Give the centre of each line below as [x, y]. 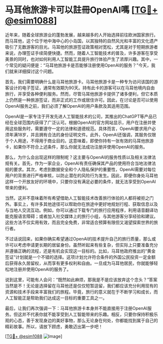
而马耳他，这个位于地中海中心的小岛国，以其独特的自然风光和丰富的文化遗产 [81, 41]
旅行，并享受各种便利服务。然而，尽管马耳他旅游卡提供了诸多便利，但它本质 [81, 94]
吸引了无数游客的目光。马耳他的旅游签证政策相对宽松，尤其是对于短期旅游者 [81, 47]
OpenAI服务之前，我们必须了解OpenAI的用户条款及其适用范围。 [69, 106]
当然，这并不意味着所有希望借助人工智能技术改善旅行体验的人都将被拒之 [77, 198]
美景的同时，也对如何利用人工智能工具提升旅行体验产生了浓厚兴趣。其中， [79, 59]
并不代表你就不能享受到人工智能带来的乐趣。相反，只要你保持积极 [88, 314]
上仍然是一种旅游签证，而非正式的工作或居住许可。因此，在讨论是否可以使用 [81, 100]
